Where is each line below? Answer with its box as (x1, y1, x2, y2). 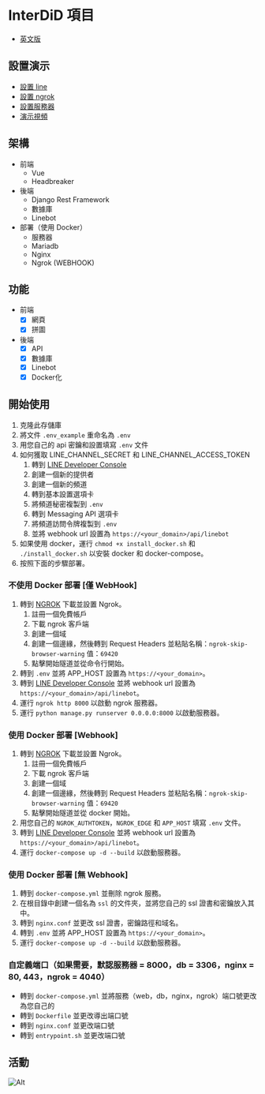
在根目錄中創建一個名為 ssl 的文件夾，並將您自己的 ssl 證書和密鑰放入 (19, 898, 248, 908)
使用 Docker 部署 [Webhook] (8, 729, 118, 740)
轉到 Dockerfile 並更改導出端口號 (19, 1010, 129, 1020)
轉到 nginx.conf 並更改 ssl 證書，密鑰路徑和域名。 (19, 918, 183, 927)
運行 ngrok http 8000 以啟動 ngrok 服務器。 (19, 698, 162, 707)
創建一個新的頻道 (31, 479, 88, 489)
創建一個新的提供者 (31, 470, 95, 479)
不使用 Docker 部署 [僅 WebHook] (8, 580, 137, 591)
